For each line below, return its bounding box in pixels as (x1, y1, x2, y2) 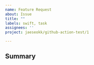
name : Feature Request (5, 7, 52, 12)
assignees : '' (5, 25, 34, 30)
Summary (5, 52, 36, 61)
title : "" (5, 16, 26, 21)
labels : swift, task (5, 21, 48, 26)
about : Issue (5, 12, 32, 17)
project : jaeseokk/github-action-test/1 (5, 30, 90, 35)
